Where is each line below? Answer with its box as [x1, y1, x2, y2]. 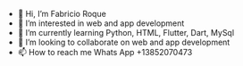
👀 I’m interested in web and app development [17, 18, 185, 29]
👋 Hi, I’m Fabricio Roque [17, 9, 107, 19]
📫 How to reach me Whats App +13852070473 [17, 47, 193, 57]
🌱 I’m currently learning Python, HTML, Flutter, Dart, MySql [17, 28, 235, 37]
